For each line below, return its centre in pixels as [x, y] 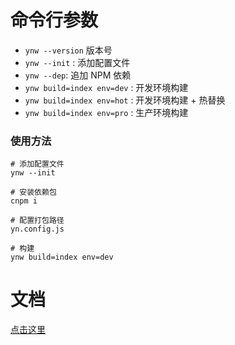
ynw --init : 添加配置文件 [77, 62]
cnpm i [24, 201]
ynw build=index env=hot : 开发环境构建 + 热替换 [125, 100]
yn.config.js [37, 229]
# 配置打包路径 [37, 221]
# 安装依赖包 [33, 192]
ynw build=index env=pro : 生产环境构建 [106, 112]
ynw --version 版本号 [68, 50]
